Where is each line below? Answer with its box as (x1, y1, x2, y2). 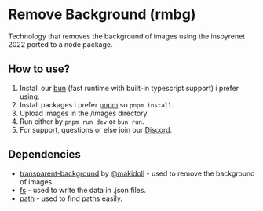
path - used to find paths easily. (19, 194, 123, 203)
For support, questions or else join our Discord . (19, 125, 173, 134)
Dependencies (8, 147, 81, 162)
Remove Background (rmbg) (8, 5, 196, 24)
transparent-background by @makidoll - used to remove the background (19, 169, 255, 178)
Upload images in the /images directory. (19, 108, 149, 118)
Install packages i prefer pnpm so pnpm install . (19, 100, 174, 109)
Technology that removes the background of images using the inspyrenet (8, 31, 246, 41)
